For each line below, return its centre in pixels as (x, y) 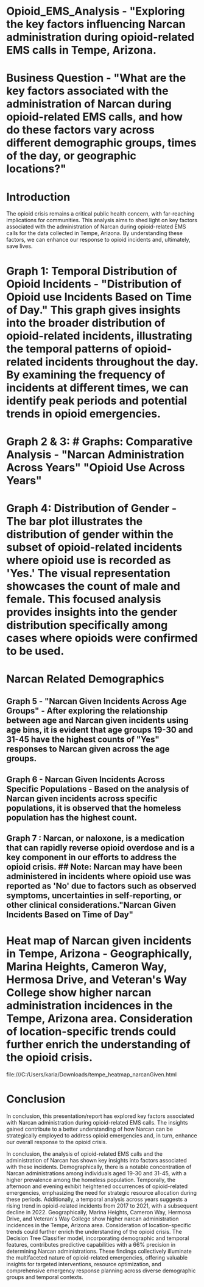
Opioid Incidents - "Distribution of (94, 284)
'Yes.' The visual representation (88, 573)
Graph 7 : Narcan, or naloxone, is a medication (95, 839)
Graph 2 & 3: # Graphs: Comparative (100, 441)
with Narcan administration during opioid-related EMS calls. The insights (97, 1123)
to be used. (35, 651)
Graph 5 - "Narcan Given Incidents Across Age (97, 701)
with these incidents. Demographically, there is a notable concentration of (99, 1167)
